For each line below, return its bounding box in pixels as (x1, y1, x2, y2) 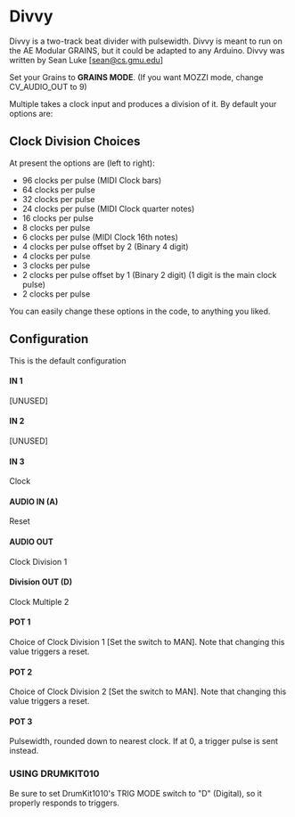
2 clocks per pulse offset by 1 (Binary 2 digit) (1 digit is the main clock (21, 269, 277, 280)
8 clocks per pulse (21, 222, 91, 233)
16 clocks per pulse (21, 212, 94, 224)
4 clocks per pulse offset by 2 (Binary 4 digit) (21, 241, 189, 251)
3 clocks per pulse (21, 260, 91, 271)
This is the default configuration (9, 355, 127, 366)
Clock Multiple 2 (9, 596, 70, 607)
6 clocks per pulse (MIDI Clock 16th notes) (21, 232, 178, 242)
